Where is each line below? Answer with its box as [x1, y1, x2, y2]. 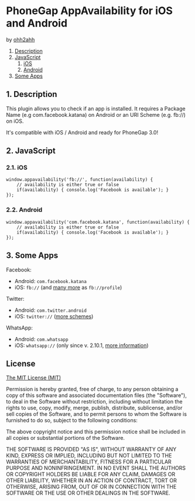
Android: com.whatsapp [14, 335, 69, 342]
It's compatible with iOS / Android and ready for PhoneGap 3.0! [6, 129, 159, 136]
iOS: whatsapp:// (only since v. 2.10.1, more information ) [14, 342, 149, 349]
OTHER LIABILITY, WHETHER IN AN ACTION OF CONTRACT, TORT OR [6, 477, 177, 484]
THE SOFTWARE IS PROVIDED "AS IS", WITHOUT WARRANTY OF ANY [6, 446, 177, 453]
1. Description [6, 89, 57, 99]
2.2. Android [6, 206, 43, 214]
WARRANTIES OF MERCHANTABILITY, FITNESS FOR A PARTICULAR [6, 458, 172, 465]
